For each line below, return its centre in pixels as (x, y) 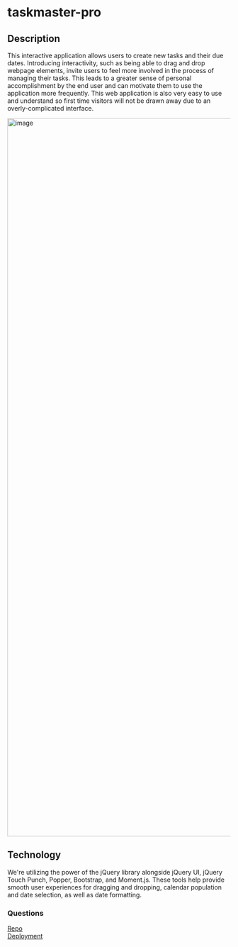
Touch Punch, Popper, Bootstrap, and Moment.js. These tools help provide (116, 880)
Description (34, 39)
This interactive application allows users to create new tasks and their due (115, 55)
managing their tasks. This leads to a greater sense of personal (100, 78)
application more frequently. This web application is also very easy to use (115, 93)
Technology (34, 855)
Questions (25, 913)
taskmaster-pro (54, 12)
